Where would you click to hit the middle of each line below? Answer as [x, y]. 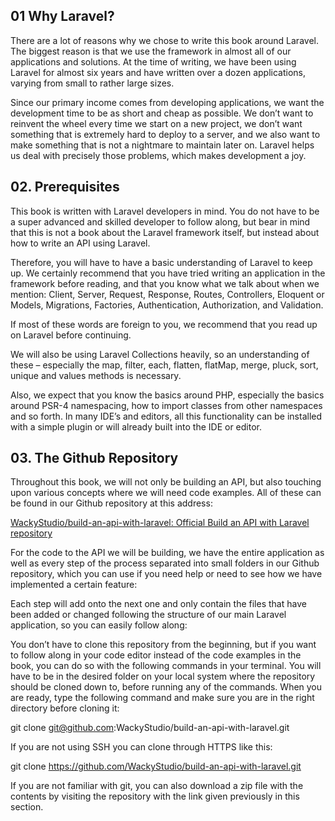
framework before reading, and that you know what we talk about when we [165, 283]
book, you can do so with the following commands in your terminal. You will [166, 666]
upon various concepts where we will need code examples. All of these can [166, 493]
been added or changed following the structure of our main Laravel [148, 615]
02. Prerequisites [65, 187]
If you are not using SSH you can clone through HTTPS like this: [141, 747]
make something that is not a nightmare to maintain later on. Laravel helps [162, 145]
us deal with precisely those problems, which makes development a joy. [158, 155]
